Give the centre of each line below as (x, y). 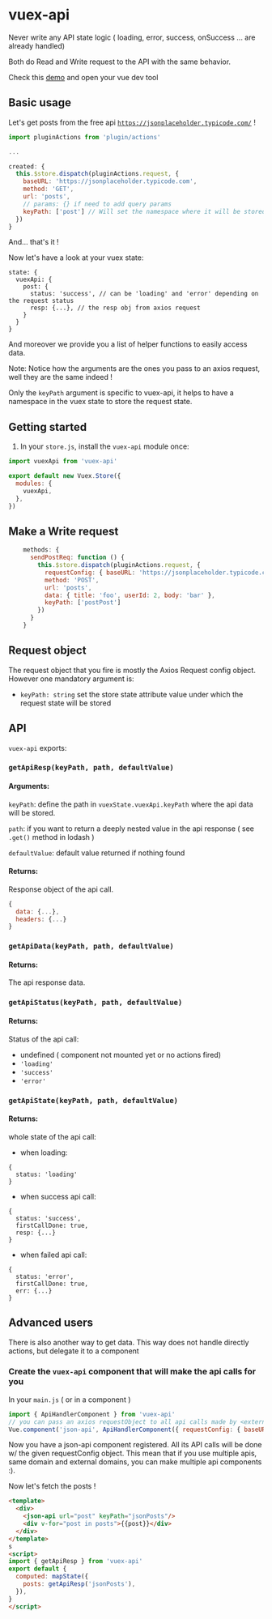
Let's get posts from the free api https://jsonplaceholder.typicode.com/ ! (132, 122)
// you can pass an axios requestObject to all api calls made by (123, 1422)
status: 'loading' (47, 1174)
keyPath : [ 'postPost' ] (83, 603)
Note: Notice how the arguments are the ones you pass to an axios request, (134, 369)
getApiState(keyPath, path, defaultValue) (93, 1100)
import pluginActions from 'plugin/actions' (85, 137)
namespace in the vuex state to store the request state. (100, 402)
